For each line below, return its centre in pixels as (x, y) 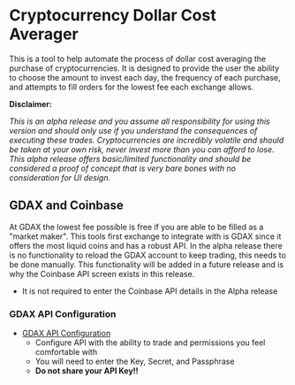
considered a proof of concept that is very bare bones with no (123, 168)
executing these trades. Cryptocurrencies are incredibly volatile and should (147, 140)
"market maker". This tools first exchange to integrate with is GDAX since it (145, 236)
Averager (44, 34)
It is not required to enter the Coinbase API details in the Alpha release (150, 291)
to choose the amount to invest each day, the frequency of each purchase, (145, 77)
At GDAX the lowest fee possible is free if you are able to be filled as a (136, 227)
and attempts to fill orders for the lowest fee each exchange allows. (132, 87)
